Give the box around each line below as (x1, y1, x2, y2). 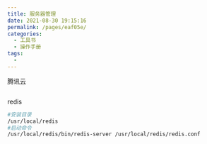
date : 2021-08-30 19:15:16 (7, 17, 87, 24)
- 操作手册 (13, 43, 42, 50)
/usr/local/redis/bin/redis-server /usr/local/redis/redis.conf (7, 131, 201, 138)
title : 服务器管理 (7, 10, 57, 18)
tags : (7, 50, 23, 57)
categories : (7, 30, 42, 38)
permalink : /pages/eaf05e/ (7, 23, 87, 31)
